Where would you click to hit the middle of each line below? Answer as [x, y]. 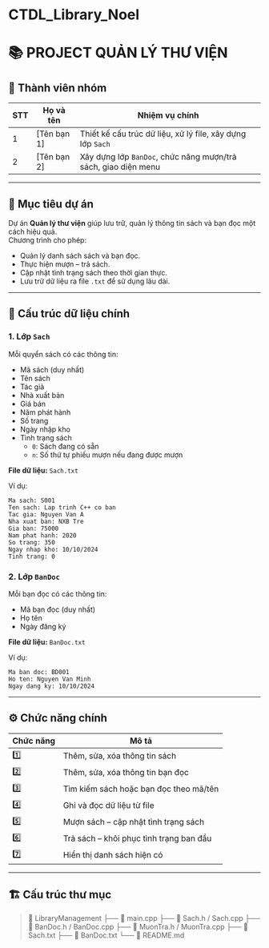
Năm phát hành [45, 412]
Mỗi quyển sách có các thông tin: [63, 354]
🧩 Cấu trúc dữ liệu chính [69, 314]
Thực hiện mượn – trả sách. [65, 264]
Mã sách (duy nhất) [52, 369]
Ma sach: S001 [32, 500]
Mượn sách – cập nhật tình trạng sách [134, 822]
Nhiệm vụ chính [168, 115]
